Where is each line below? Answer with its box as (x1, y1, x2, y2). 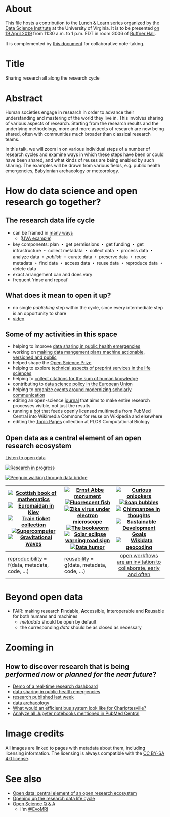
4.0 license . (5, 756, 29, 762)
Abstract (5, 93, 43, 104)
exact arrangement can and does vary (12, 271, 93, 277)
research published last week (12, 694, 74, 701)
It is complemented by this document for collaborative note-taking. (5, 40, 145, 46)
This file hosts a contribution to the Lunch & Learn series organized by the (5, 20, 160, 26)
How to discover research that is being (5, 662, 130, 671)
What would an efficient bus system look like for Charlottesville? (12, 705, 147, 711)
